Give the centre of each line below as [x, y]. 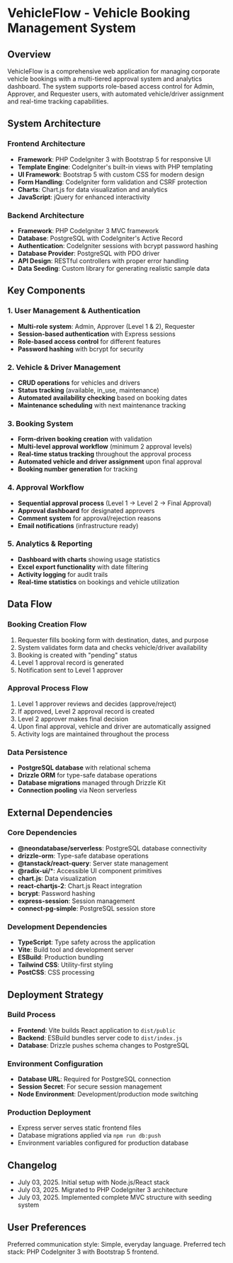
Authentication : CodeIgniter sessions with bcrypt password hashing [118, 245]
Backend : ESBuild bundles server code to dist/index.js [100, 1038]
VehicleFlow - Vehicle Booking [99, 13]
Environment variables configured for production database [103, 1143]
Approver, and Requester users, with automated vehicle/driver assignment [116, 94]
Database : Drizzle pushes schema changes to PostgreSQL [103, 1045]
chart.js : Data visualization [57, 878]
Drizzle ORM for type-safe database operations [87, 775]
